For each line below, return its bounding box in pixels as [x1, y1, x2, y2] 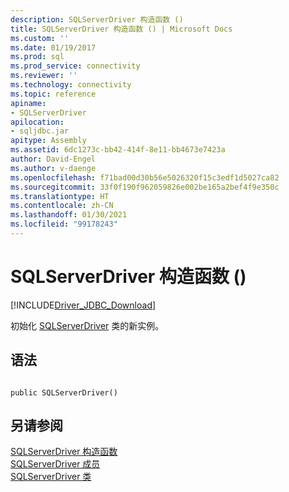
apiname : [10, 98, 47, 108]
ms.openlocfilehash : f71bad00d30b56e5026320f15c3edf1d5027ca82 [10, 172, 280, 183]
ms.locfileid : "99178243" [10, 219, 118, 230]
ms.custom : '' [10, 33, 70, 43]
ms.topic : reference [10, 89, 97, 99]
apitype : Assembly [10, 136, 87, 146]
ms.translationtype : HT [10, 191, 110, 201]
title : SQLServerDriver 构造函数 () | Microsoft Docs [10, 24, 233, 34]
